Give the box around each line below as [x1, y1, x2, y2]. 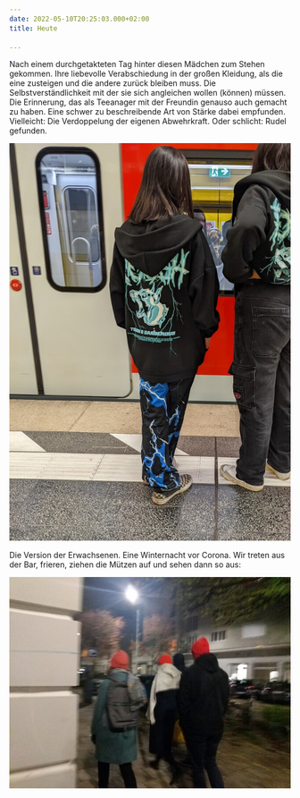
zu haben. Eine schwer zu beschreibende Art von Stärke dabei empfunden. [9, 106, 286, 117]
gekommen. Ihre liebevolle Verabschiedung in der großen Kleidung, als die [9, 68, 283, 80]
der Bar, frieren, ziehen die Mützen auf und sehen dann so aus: [9, 559, 242, 570]
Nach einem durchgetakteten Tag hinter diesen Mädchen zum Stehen [9, 59, 265, 70]
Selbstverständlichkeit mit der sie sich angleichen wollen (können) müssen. [9, 88, 287, 98]
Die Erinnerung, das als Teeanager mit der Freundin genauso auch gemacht [9, 97, 287, 107]
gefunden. [9, 125, 47, 136]
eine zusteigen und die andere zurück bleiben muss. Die [9, 78, 216, 89]
